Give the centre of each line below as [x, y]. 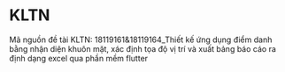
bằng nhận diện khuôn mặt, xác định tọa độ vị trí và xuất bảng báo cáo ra [143, 48]
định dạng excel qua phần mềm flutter [79, 58]
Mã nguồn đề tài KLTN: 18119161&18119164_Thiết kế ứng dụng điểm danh [141, 40]
